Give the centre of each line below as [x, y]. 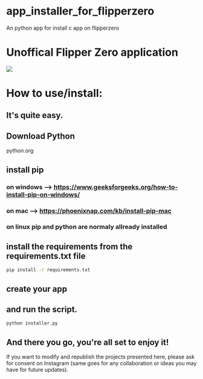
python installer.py [32, 323]
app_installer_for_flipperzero [80, 11]
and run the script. [42, 309]
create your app [37, 289]
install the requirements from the [69, 246]
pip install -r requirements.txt [48, 270]
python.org [20, 151]
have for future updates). [37, 370]
